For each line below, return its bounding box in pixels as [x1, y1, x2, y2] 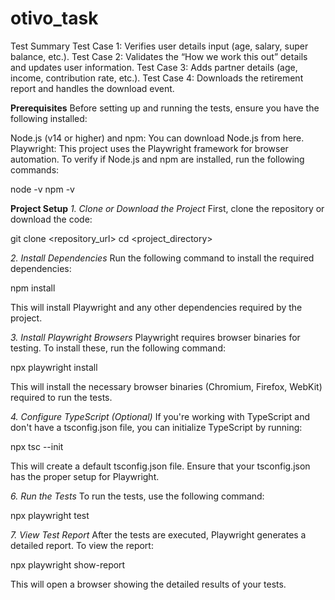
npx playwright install [10, 361, 98, 373]
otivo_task [10, 7, 99, 30]
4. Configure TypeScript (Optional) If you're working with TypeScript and [10, 410, 311, 422]
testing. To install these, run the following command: [10, 342, 226, 354]
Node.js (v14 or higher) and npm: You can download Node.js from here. [10, 132, 305, 144]
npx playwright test [10, 509, 90, 521]
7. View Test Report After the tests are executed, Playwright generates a [10, 528, 307, 541]
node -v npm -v [10, 183, 75, 195]
